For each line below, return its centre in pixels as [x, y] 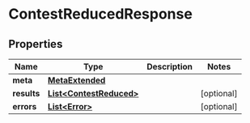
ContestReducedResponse [100, 14]
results [26, 93]
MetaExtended [76, 80]
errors [25, 106]
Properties [36, 44]
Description [169, 67]
